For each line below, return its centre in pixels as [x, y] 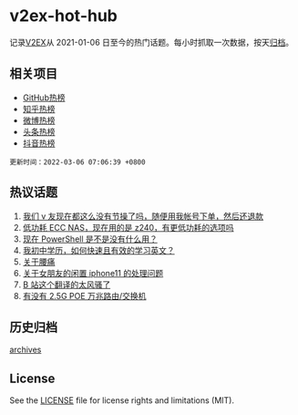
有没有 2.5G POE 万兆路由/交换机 [84, 296]
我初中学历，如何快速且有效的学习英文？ [98, 250]
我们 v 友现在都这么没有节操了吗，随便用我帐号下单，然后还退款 [143, 216]
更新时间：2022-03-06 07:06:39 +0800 [77, 162]
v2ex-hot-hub [64, 16]
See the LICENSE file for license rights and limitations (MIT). [122, 400]
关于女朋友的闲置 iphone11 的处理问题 [93, 273]
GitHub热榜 [44, 98]
